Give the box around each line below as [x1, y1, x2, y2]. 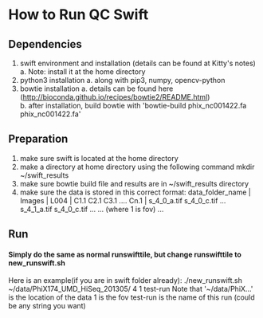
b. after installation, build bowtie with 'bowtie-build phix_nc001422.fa [19, 101, 247, 110]
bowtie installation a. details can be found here [19, 84, 174, 93]
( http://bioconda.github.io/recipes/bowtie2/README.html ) [19, 92, 210, 101]
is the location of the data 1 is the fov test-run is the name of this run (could [8, 292, 255, 302]
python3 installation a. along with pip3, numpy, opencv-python [19, 76, 226, 84]
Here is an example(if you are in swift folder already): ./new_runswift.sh [8, 276, 243, 285]
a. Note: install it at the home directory [19, 67, 146, 77]
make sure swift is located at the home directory [19, 153, 179, 163]
